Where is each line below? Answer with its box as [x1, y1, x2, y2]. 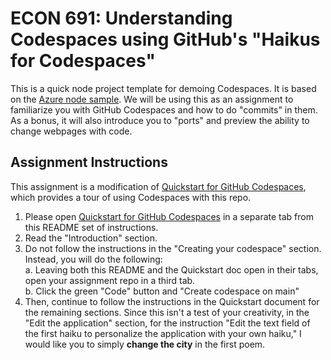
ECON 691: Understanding [10, 7, 233, 30]
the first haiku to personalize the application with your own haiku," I [24, 327, 302, 339]
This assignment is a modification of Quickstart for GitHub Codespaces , [10, 180, 307, 192]
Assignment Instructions [10, 154, 168, 171]
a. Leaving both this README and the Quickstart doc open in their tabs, [24, 263, 319, 276]
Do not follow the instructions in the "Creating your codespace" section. [24, 242, 322, 254]
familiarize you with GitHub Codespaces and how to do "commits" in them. [10, 103, 318, 116]
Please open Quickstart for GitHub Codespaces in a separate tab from [24, 210, 314, 222]
